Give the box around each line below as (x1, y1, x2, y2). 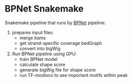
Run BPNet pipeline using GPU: (12, 51, 77, 57)
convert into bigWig (19, 45, 61, 51)
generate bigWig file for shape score (19, 66, 96, 73)
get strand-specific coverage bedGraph (19, 40, 102, 46)
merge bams (19, 35, 46, 41)
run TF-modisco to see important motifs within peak (19, 72, 128, 78)
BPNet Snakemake (5, 3, 84, 15)
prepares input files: (12, 29, 54, 35)
